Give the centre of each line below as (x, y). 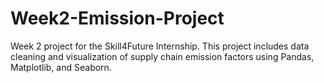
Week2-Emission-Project (117, 18)
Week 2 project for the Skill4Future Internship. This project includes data (160, 46)
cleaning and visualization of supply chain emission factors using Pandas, (162, 56)
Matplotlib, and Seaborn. (61, 67)
